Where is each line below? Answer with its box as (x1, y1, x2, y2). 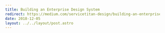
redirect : (5, 12, 26, 16)
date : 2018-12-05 (5, 16, 41, 21)
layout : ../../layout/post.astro (5, 20, 74, 26)
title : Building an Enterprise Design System (5, 7, 100, 12)
